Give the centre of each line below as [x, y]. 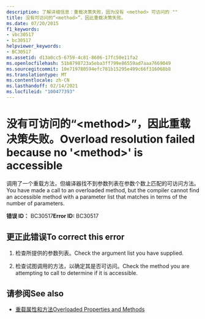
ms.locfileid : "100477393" [41, 92]
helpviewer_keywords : [34, 47]
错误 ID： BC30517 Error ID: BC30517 [53, 216]
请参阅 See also [35, 294]
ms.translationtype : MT [37, 75]
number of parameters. [35, 203]
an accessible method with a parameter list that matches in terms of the [97, 197]
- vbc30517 [20, 35]
